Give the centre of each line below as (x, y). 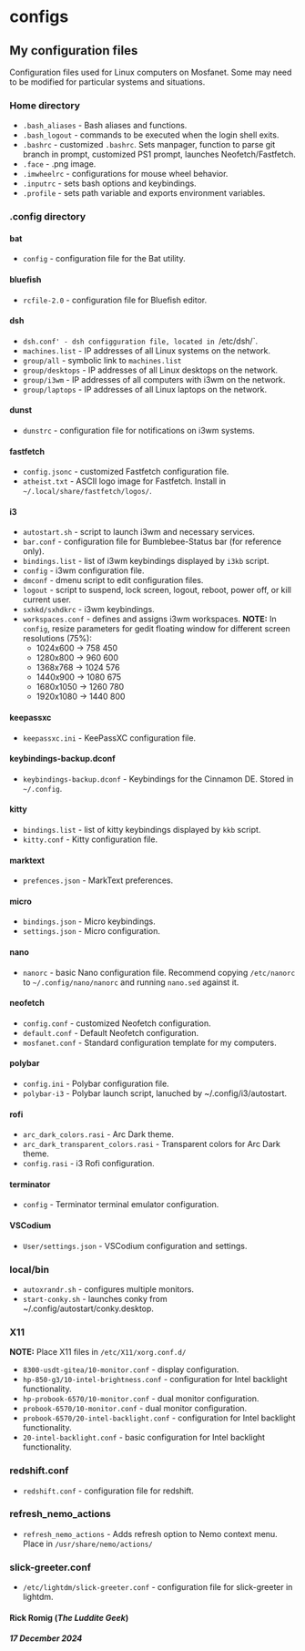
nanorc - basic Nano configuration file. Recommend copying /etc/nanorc (159, 972)
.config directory (48, 217)
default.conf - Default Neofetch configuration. (111, 1032)
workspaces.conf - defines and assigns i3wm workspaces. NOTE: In (149, 619)
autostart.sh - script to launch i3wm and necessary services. (138, 532)
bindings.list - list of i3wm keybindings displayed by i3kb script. (146, 561)
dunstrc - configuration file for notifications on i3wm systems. (138, 431)
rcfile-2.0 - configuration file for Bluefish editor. (115, 300)
